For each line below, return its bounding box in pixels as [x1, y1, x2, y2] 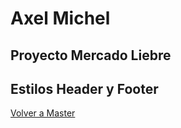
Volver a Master [10, 107, 76, 119]
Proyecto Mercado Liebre [10, 47, 172, 64]
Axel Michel [10, 7, 111, 30]
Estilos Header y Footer [10, 80, 159, 97]
